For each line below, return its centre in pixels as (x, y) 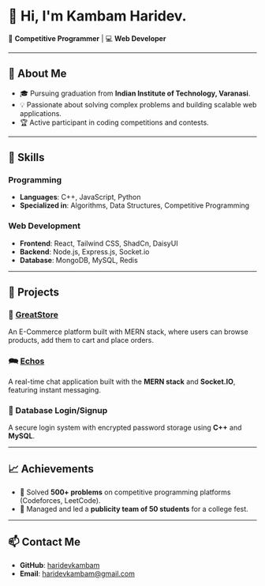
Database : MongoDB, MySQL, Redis (78, 260)
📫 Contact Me (45, 542)
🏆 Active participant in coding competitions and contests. (114, 122)
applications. (40, 113)
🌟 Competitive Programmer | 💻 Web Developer (87, 38)
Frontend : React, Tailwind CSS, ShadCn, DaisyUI (99, 243)
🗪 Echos (26, 361)
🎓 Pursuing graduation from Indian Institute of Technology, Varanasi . (135, 93)
